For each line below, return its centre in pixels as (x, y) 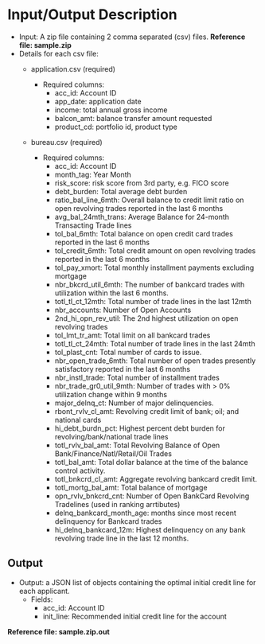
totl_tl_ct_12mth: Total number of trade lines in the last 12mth (153, 301)
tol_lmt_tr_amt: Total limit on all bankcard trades (132, 335)
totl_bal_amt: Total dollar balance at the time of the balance (151, 462)
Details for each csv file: (58, 53)
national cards (78, 420)
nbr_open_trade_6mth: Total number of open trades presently (155, 361)
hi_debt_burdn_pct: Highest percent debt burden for (140, 428)
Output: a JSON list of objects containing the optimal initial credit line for (137, 582)
